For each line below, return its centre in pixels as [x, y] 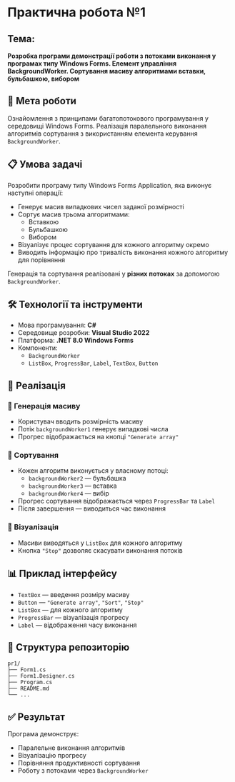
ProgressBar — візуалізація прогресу [73, 617]
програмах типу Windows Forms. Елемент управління [92, 64]
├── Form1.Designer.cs [41, 676]
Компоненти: [38, 348]
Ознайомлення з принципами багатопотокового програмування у [108, 118]
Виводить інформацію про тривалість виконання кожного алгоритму [123, 252]
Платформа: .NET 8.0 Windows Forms [76, 341]
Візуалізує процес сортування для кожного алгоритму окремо [113, 244]
